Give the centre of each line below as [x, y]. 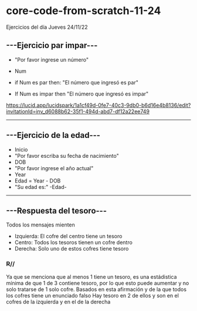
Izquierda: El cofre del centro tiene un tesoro [68, 236]
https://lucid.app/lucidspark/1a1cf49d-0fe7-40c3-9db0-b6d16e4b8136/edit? [98, 105]
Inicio [21, 149]
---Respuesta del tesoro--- [57, 210]
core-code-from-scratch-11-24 [84, 11]
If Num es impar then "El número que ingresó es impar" [81, 94]
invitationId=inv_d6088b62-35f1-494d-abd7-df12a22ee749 [78, 111]
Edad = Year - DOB [38, 181]
